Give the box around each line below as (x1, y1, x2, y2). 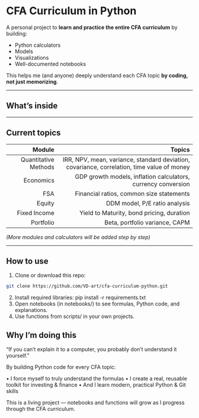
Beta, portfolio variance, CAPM (104, 218, 190, 226)
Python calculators (14, 41, 61, 49)
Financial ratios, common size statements (75, 189, 190, 198)
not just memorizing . (6, 78, 58, 85)
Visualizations (14, 54, 49, 61)
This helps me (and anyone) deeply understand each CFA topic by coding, (6, 72, 188, 79)
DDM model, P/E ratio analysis (105, 199, 190, 207)
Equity (36, 199, 54, 207)
